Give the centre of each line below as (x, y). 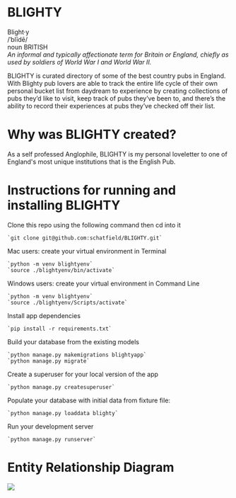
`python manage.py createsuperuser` (61, 387)
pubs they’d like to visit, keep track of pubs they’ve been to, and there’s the (117, 98)
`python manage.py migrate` (49, 361)
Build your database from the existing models (73, 341)
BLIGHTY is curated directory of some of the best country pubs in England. (117, 76)
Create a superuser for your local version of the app (83, 374)
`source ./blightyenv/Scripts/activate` (68, 302)
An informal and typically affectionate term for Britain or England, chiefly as (118, 55)
